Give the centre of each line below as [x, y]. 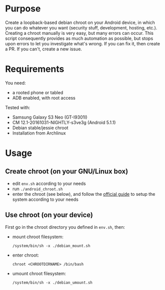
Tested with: [18, 107]
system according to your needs [45, 199]
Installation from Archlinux [39, 133]
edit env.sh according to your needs [49, 183]
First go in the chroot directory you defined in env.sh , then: [65, 227]
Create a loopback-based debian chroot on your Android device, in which [80, 22]
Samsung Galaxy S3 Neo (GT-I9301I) [50, 117]
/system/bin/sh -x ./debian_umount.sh [52, 283]
